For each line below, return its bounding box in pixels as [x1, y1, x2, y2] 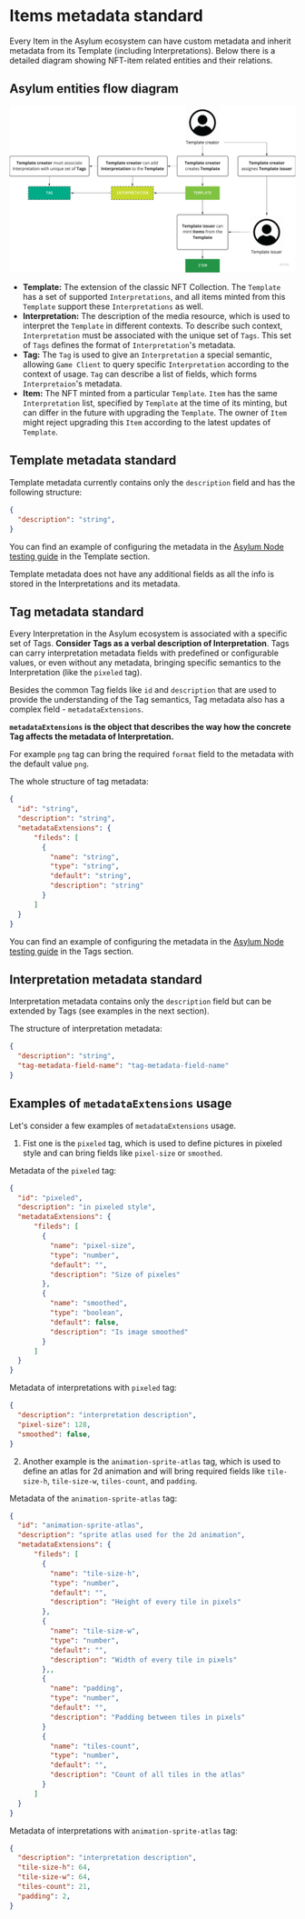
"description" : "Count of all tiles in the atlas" [49, 1770, 246, 1780]
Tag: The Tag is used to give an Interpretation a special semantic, [22, 349, 272, 360]
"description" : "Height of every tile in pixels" [49, 1597, 242, 1607]
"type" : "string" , [49, 862, 120, 871]
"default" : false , [49, 1317, 120, 1327]
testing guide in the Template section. [9, 551, 151, 562]
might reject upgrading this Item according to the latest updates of [22, 417, 271, 428]
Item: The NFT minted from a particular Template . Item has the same [22, 388, 279, 399]
